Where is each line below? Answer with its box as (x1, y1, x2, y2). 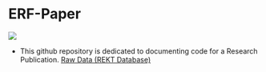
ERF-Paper (8, 5, 82, 23)
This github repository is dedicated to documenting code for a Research (19, 46, 258, 56)
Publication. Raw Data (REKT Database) (19, 54, 151, 64)
